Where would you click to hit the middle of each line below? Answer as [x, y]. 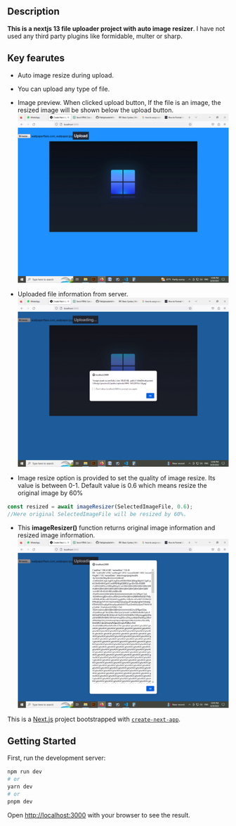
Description [33, 12]
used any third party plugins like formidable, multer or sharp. [95, 36]
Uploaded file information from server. [73, 294]
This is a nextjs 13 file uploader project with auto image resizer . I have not [116, 28]
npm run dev [25, 772]
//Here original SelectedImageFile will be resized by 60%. [97, 514]
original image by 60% [50, 493]
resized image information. [56, 535]
